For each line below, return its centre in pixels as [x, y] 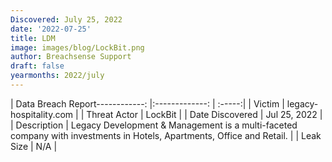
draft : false [37, 66]
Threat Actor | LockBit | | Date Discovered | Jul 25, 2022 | [204, 114]
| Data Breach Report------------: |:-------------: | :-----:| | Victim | [147, 103]
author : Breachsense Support [71, 57]
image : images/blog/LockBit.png [77, 47]
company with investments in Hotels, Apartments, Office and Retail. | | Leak [166, 135]
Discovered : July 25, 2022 [66, 19]
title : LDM [33, 38]
